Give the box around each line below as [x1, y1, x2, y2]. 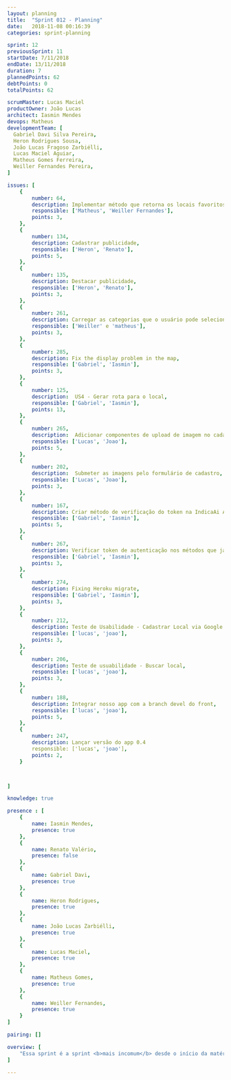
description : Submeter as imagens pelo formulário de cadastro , [32, 470, 223, 477]
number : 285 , [32, 349, 69, 355]
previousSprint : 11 [7, 48, 63, 55]
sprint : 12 [7, 42, 38, 49]
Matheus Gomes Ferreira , [13, 156, 85, 164]
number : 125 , [32, 386, 69, 393]
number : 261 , [32, 310, 69, 317]
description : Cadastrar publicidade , [32, 239, 140, 247]
